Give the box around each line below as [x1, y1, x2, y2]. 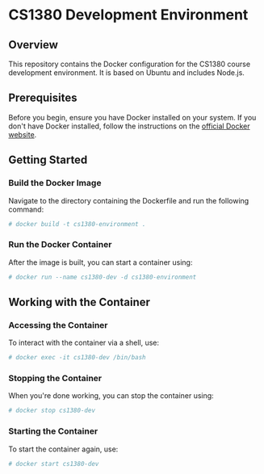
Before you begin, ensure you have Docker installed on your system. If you [8, 112, 257, 122]
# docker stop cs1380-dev [8, 406, 95, 415]
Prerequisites [8, 91, 78, 105]
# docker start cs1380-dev [8, 459, 99, 468]
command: [8, 204, 44, 214]
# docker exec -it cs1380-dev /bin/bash [8, 354, 147, 362]
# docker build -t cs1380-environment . [8, 220, 147, 228]
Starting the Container [8, 426, 98, 437]
